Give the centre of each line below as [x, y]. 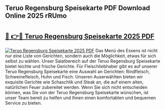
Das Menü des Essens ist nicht [126, 51]
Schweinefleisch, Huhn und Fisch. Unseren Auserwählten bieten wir [74, 77]
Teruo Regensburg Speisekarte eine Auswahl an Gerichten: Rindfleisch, [78, 72]
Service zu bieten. [23, 103]
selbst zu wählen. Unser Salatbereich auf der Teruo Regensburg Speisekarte [83, 61]
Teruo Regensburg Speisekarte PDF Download [78, 8]
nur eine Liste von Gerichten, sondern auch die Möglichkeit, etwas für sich [81, 56]
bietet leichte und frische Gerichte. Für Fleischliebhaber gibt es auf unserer [81, 66]
